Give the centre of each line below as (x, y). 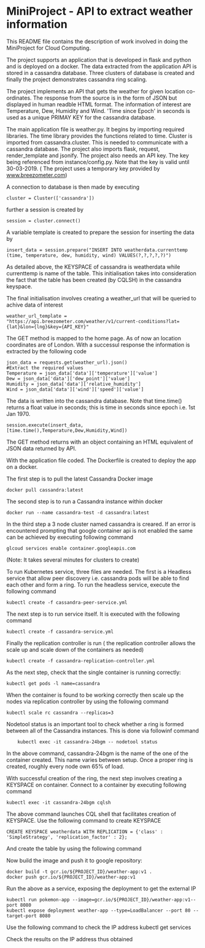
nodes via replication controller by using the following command (87, 701)
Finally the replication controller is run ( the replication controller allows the (101, 643)
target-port (21, 916)
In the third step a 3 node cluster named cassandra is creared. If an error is (101, 524)
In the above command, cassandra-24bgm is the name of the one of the (98, 753)
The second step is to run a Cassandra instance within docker (85, 501)
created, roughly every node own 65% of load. (65, 766)
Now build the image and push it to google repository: (74, 860)
